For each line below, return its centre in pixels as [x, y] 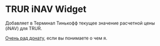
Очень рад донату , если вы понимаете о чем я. [56, 38]
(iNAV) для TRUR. [24, 28]
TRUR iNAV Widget [46, 9]
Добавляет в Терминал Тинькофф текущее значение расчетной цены [80, 23]
